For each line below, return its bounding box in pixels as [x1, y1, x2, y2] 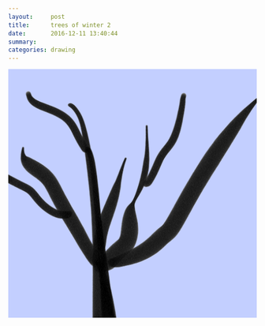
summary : [8, 38, 37, 46]
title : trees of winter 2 [8, 21, 111, 29]
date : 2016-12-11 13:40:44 [8, 29, 118, 37]
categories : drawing [8, 46, 77, 54]
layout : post [8, 13, 65, 21]
